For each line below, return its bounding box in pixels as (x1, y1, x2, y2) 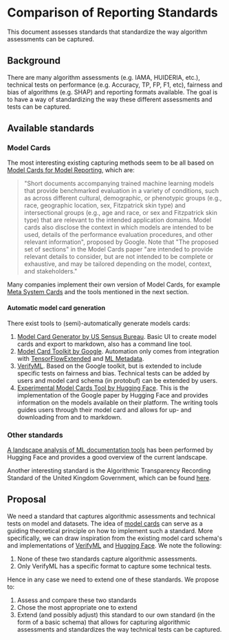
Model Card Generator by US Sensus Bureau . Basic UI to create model (17, 332, 217, 340)
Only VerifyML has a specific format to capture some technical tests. (17, 561, 212, 570)
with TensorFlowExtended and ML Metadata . (17, 354, 144, 362)
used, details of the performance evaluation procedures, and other (23, 231, 213, 239)
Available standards (7, 123, 95, 134)
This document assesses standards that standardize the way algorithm (7, 28, 208, 36)
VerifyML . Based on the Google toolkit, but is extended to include (17, 362, 202, 370)
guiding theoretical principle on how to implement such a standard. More (7, 526, 213, 535)
